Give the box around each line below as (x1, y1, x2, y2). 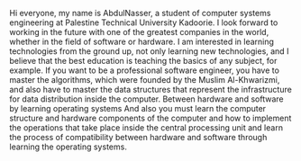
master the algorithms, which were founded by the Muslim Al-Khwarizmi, (9, 75, 280, 85)
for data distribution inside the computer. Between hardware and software (9, 94, 284, 104)
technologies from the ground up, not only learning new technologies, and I (9, 46, 289, 57)
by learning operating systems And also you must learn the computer (9, 103, 267, 113)
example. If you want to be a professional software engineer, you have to (9, 65, 279, 76)
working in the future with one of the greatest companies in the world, (9, 27, 269, 37)
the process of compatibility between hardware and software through (9, 132, 268, 142)
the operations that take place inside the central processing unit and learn (9, 122, 284, 133)
